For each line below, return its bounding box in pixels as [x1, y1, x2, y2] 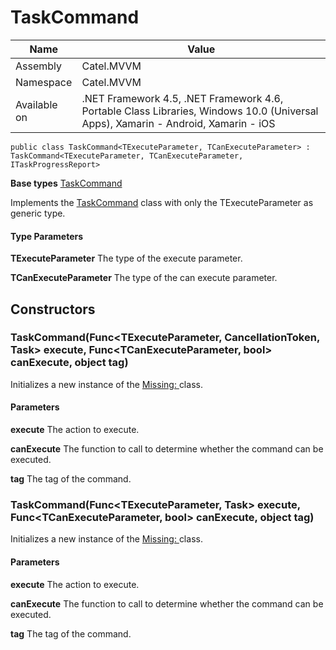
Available [15, 97, 58, 111]
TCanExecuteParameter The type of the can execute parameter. [10, 272, 278, 284]
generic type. [10, 207, 66, 219]
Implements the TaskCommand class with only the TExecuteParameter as [10, 196, 314, 208]
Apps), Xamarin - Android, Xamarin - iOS [81, 116, 276, 130]
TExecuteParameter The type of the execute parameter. [10, 252, 243, 265]
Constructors [10, 301, 96, 318]
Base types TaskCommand [10, 177, 123, 189]
